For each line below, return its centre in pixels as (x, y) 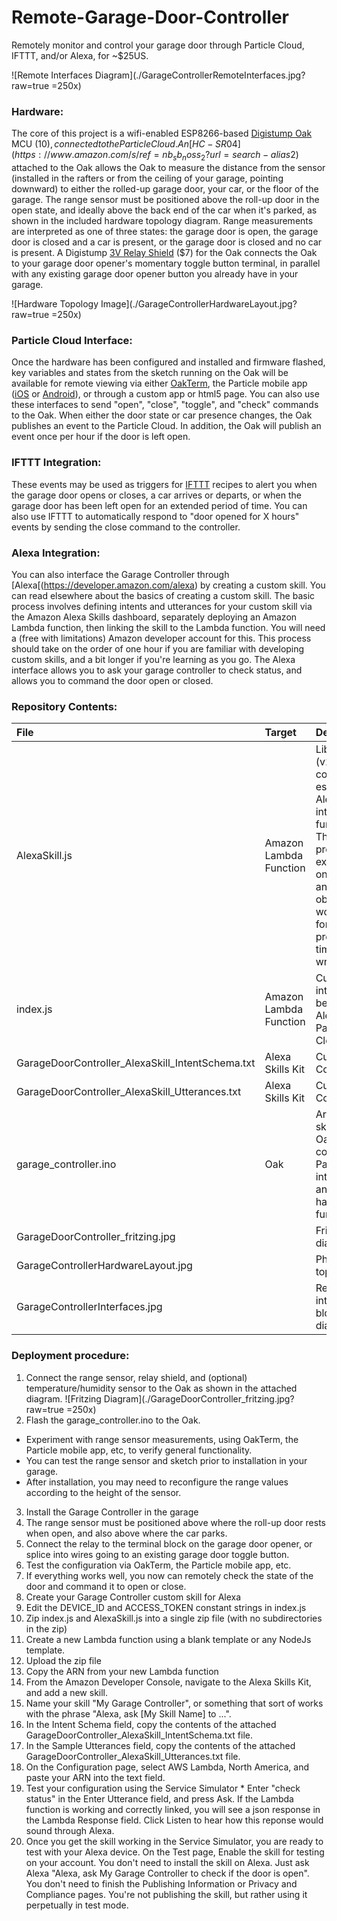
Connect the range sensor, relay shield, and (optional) (136, 1377)
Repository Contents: (64, 706)
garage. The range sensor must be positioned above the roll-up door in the (165, 200)
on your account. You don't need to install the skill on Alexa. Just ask (167, 1862)
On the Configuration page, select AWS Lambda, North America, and (167, 1767)
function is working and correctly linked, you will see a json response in (173, 1809)
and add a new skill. (67, 1692)
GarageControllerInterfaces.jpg (89, 1307)
